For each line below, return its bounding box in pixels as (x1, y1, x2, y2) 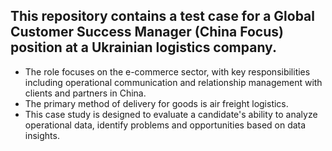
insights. (24, 129, 60, 141)
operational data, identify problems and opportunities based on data (24, 119, 307, 131)
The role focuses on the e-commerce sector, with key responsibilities (24, 65, 311, 78)
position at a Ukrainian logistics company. (10, 39, 277, 56)
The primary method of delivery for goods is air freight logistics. (24, 97, 289, 109)
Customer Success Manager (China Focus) (10, 24, 284, 41)
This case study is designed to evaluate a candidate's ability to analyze (24, 108, 318, 120)
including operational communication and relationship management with (24, 76, 323, 88)
